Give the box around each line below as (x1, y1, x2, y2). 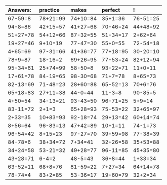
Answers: (8, 7, 31, 13)
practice (39, 7, 60, 13)
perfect (102, 7, 120, 13)
